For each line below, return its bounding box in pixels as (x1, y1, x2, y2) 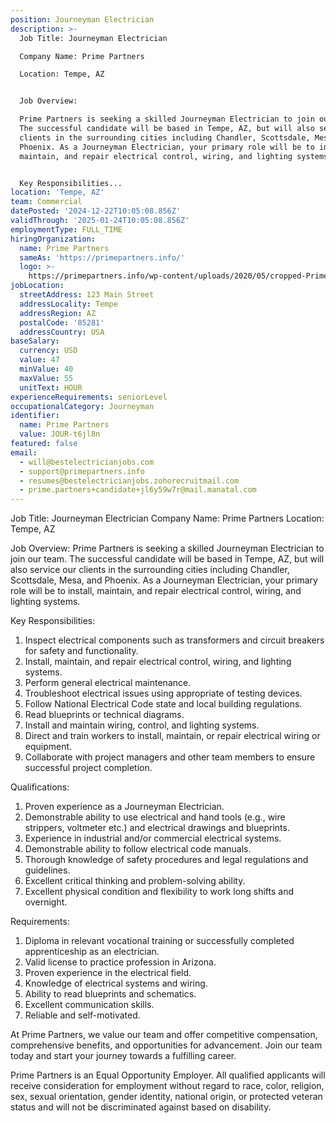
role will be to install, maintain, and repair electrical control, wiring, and (10, 585, 302, 597)
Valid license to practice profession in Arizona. (24, 956, 217, 968)
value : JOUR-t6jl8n (19, 429, 101, 440)
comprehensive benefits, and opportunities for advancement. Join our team (10, 1039, 323, 1051)
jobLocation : (10, 281, 65, 291)
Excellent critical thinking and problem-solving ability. (24, 875, 246, 887)
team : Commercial (10, 197, 83, 207)
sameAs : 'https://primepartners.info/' (19, 252, 186, 263)
